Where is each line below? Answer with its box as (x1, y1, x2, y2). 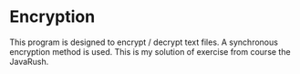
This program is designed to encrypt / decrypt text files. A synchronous (9, 37, 278, 48)
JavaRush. (9, 56, 49, 67)
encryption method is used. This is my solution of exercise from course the (9, 46, 291, 57)
